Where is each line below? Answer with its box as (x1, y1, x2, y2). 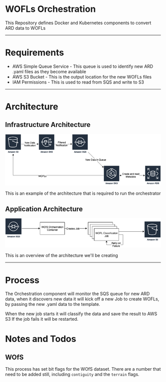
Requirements (5, 47, 64, 58)
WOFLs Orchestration (5, 3, 96, 15)
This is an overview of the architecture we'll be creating (5, 253, 119, 258)
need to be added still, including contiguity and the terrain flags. (5, 372, 140, 378)
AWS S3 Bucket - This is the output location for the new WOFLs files (12, 74, 152, 80)
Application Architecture (5, 205, 83, 213)
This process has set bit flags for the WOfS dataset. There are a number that (5, 366, 161, 372)
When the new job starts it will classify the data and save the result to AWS (5, 311, 157, 317)
